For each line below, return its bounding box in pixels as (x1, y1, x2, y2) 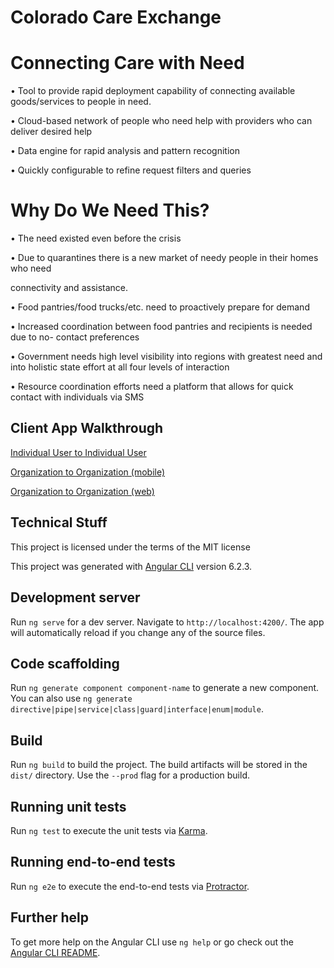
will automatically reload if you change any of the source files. (10, 626, 266, 638)
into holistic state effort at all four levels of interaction (10, 361, 230, 373)
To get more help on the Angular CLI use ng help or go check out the (10, 936, 294, 948)
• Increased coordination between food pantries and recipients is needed (10, 321, 313, 333)
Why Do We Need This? (10, 199, 210, 222)
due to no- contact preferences (10, 331, 140, 343)
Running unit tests (10, 798, 127, 815)
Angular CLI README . (10, 946, 101, 958)
